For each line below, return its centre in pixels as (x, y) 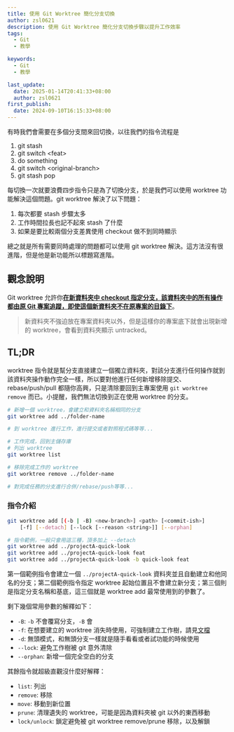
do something (37, 161)
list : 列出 (32, 686)
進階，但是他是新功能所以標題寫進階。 (62, 255)
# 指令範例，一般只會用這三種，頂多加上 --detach (71, 540)
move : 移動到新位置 (44, 704)
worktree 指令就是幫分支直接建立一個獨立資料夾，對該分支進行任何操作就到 (116, 370)
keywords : (22, 59)
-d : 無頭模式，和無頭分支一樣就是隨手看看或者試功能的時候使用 (108, 639)
